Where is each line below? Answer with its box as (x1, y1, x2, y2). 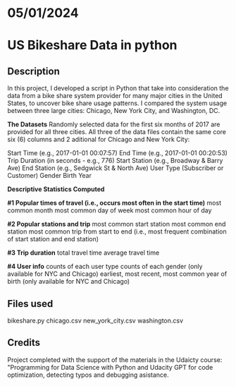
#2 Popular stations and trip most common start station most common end (7, 220, 226, 229)
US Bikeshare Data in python (7, 37, 178, 54)
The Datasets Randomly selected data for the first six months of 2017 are (7, 120, 221, 128)
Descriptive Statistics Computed (7, 185, 105, 193)
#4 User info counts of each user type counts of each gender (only (7, 263, 203, 271)
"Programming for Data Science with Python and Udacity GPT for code (7, 363, 213, 371)
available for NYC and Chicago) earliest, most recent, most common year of (7, 270, 228, 278)
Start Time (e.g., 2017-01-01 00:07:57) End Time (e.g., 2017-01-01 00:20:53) (7, 149, 228, 157)
